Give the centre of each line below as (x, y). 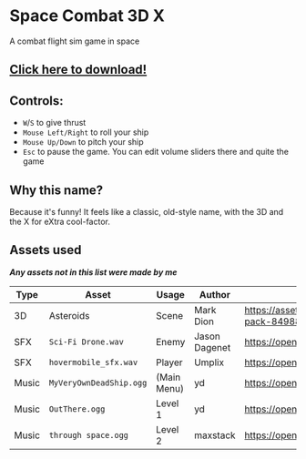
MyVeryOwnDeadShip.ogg (98, 382)
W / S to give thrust (54, 123)
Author (214, 294)
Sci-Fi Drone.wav (87, 342)
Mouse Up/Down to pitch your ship (83, 142)
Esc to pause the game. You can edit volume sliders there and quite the (156, 152)
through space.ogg (89, 435)
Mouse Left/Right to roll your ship (86, 132)
